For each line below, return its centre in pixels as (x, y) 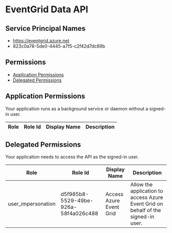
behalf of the (146, 210)
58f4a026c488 (80, 213)
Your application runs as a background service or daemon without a (77, 108)
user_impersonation (32, 204)
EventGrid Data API (47, 9)
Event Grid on (147, 204)
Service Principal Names (46, 28)
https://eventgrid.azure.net (41, 41)
